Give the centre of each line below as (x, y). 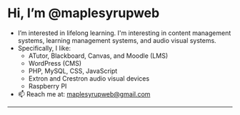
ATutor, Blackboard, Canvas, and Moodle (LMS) (98, 56)
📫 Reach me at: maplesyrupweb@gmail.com (84, 94)
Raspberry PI (47, 86)
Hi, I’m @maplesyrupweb (84, 13)
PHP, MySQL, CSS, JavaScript (73, 71)
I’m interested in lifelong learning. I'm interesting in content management (124, 33)
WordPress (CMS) (55, 63)
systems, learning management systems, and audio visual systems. (117, 40)
